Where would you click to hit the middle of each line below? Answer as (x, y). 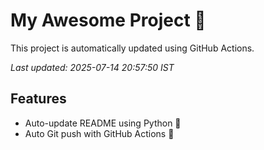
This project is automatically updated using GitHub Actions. (132, 48)
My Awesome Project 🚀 (108, 20)
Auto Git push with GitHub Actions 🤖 (99, 133)
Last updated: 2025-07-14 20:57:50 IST (92, 67)
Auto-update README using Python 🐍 (103, 123)
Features (38, 99)
